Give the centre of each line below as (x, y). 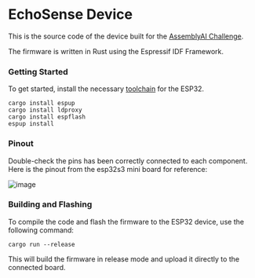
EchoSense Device (71, 15)
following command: (41, 230)
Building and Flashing (50, 204)
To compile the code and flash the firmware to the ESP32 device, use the (126, 221)
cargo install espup (42, 104)
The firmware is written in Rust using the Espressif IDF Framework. (116, 51)
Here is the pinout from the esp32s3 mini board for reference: (108, 169)
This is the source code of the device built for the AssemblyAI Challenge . (126, 36)
